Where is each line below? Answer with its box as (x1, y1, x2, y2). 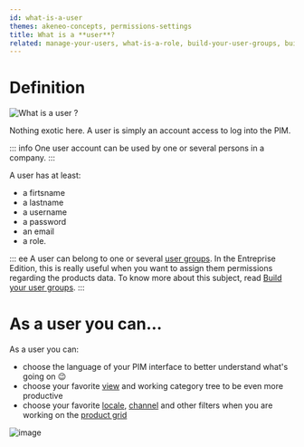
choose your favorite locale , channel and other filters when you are (22, 400, 273, 411)
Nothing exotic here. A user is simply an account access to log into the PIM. (9, 125, 291, 136)
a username (22, 207, 68, 218)
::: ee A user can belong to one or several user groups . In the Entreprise (9, 253, 276, 264)
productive (22, 391, 63, 402)
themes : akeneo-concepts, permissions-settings (9, 22, 193, 31)
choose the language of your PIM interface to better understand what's (22, 362, 289, 373)
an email (22, 226, 54, 237)
